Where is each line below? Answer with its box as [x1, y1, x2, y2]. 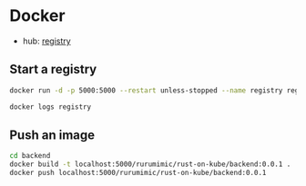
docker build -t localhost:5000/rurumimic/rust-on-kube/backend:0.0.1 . [9, 160, 291, 169]
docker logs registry [9, 102, 92, 112]
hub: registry [22, 35, 71, 46]
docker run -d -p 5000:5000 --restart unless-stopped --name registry [9, 85, 283, 95]
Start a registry [9, 62, 97, 77]
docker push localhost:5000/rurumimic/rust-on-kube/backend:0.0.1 [9, 169, 267, 178]
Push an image [9, 127, 96, 142]
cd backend [9, 152, 51, 161]
